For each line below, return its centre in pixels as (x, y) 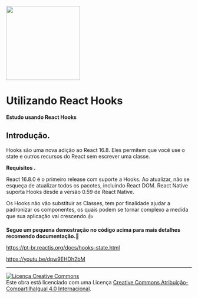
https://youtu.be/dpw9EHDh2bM (46, 259)
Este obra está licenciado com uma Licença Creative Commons (83, 282)
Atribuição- (175, 282)
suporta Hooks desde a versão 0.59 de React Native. (70, 192)
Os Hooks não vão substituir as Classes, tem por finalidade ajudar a (88, 203)
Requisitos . (21, 167)
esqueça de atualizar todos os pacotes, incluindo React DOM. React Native (97, 185)
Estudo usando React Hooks (41, 117)
